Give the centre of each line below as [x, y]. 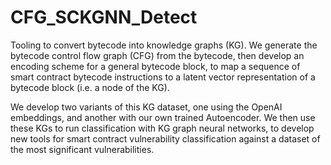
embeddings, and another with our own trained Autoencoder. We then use [163, 117]
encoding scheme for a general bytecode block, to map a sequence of [155, 66]
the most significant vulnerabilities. [82, 149]
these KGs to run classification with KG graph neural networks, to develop [162, 128]
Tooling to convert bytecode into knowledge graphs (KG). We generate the [164, 45]
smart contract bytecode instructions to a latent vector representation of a [163, 77]
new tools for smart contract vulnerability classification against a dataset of [165, 138]
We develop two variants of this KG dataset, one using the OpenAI [146, 107]
